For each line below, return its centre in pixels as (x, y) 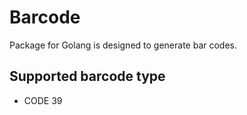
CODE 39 (43, 100)
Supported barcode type (87, 76)
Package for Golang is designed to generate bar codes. (123, 45)
